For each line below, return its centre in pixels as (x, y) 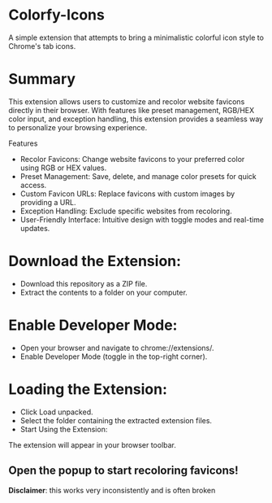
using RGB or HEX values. (63, 168)
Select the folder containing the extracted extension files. (116, 420)
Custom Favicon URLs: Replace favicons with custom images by (127, 194)
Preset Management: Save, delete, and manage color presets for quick (138, 176)
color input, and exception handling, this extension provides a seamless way (136, 119)
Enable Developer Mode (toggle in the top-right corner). (114, 356)
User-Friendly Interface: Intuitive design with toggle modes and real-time (142, 219)
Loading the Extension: (88, 389)
